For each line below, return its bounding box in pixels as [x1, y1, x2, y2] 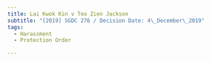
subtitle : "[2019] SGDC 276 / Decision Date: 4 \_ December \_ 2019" [7, 17, 205, 24]
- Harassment [13, 30, 53, 38]
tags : [7, 23, 23, 30]
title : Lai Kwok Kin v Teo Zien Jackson [7, 10, 129, 18]
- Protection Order [13, 37, 72, 44]
